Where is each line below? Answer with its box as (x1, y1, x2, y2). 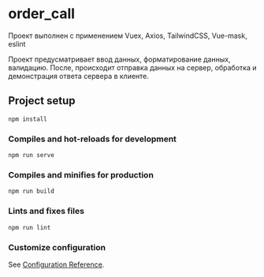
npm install (8, 115, 47, 123)
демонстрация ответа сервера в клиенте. (8, 71, 150, 80)
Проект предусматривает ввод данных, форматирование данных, (8, 54, 231, 64)
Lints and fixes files (8, 206, 85, 217)
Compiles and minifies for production (8, 169, 154, 180)
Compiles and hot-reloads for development (8, 133, 177, 144)
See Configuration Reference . (8, 260, 105, 269)
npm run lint (8, 223, 51, 231)
